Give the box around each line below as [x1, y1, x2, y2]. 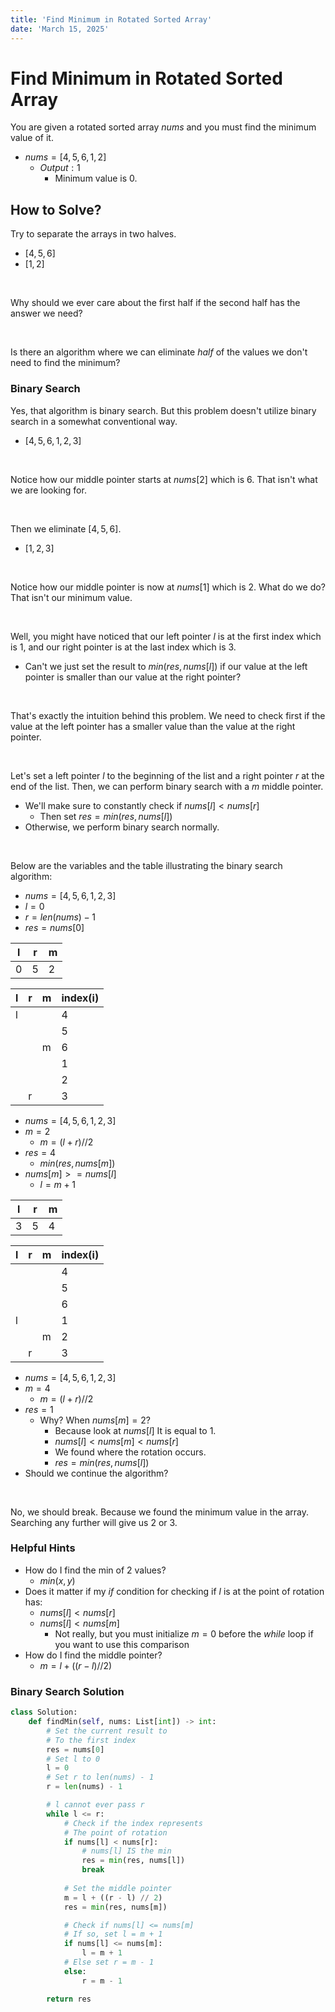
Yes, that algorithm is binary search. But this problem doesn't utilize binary [10, 404, 317, 416]
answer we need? [10, 307, 83, 320]
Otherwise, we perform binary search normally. [24, 821, 220, 833]
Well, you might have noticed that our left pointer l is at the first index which [10, 630, 322, 642]
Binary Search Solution [10, 1684, 125, 1698]
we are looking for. [10, 484, 87, 496]
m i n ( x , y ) [39, 1574, 76, 1586]
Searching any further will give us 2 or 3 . [10, 1516, 178, 1528]
